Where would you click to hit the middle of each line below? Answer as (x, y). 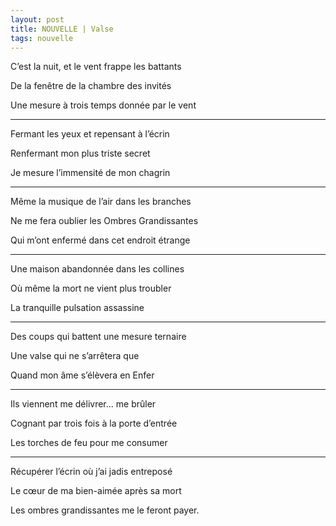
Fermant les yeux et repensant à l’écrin (90, 134)
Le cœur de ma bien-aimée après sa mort (96, 491)
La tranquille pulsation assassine (77, 308)
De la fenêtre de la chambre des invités (91, 86)
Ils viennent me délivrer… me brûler (83, 404)
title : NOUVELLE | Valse (62, 29)
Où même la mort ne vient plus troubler (91, 288)
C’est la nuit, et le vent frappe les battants (96, 67)
